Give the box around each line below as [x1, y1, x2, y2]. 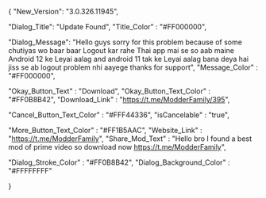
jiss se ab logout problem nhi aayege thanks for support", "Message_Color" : [8, 63, 258, 72]
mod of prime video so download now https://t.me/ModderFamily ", [8, 143, 226, 151]
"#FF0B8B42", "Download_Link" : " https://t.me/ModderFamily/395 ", [8, 95, 230, 104]
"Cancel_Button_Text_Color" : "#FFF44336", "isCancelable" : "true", [8, 110, 230, 120]
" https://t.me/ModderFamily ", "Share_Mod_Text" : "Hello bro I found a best [8, 134, 253, 143]
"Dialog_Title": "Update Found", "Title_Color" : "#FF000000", [8, 22, 207, 31]
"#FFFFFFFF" [8, 166, 53, 175]
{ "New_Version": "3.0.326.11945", [8, 7, 119, 16]
